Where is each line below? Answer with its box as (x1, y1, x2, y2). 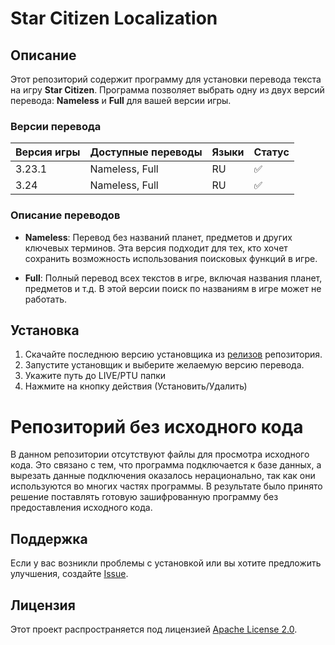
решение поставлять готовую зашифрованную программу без (10, 491, 279, 503)
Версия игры (15, 145, 81, 159)
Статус (253, 145, 290, 159)
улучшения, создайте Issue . (10, 568, 129, 580)
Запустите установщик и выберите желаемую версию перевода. (24, 359, 305, 371)
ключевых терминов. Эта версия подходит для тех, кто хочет (24, 242, 288, 254)
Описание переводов (10, 208, 121, 222)
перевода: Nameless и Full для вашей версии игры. (10, 95, 232, 106)
